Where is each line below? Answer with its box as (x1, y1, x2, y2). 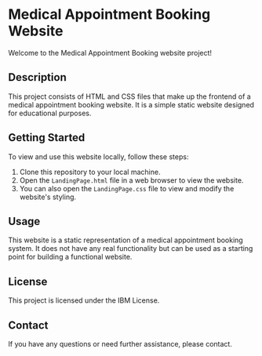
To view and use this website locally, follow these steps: (8, 151, 189, 162)
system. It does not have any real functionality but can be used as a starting (8, 244, 253, 253)
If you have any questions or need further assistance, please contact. (8, 340, 233, 348)
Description (8, 71, 67, 84)
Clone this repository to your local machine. (19, 167, 161, 176)
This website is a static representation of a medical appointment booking (8, 235, 243, 245)
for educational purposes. (8, 108, 92, 118)
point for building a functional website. (8, 252, 133, 262)
